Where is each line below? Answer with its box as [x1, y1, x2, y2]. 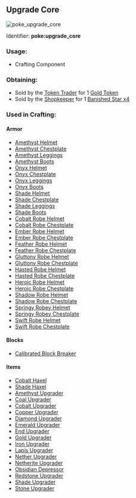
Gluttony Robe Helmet [14, 253, 70, 260]
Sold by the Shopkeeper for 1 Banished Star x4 [14, 96, 130, 103]
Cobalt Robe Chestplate [14, 221, 74, 228]
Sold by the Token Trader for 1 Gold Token [14, 89, 119, 96]
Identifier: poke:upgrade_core [6, 32, 81, 39]
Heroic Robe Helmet [14, 278, 64, 286]
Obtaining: [6, 76, 38, 84]
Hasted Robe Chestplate [14, 272, 75, 279]
